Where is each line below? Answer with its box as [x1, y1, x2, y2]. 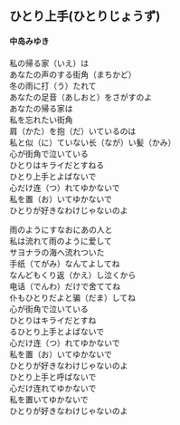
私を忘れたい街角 [9, 114, 73, 125]
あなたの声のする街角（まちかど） [9, 69, 137, 80]
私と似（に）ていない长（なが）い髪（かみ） [9, 137, 176, 148]
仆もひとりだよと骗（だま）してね [9, 292, 136, 303]
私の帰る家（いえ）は [9, 57, 89, 68]
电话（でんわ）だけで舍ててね [9, 280, 120, 292]
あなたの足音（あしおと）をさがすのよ [9, 92, 152, 102]
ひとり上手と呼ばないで [9, 371, 97, 382]
